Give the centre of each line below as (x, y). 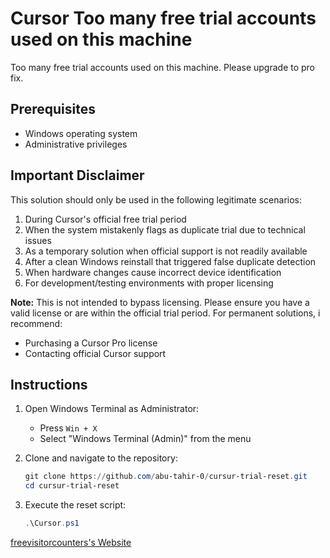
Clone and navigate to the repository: (101, 458)
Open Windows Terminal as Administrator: (112, 409)
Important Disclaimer (77, 175)
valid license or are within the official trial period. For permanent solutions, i (165, 313)
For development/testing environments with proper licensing (149, 283)
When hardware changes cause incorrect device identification (153, 272)
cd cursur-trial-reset (72, 486)
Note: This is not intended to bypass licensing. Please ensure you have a (160, 302)
